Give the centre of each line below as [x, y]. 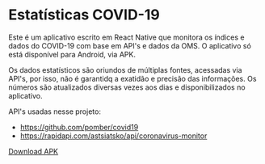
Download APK [34, 151]
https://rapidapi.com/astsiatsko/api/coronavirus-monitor [114, 136]
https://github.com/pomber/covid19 [79, 127]
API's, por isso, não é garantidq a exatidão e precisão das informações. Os [132, 78]
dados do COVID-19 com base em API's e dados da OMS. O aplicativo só [130, 45]
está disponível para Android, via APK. [72, 54]
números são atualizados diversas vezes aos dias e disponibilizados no [127, 87]
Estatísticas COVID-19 [84, 15]
